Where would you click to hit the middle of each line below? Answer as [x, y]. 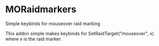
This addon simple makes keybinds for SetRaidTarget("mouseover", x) [80, 33]
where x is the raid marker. [33, 39]
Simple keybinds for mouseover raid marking [53, 24]
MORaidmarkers [41, 9]
